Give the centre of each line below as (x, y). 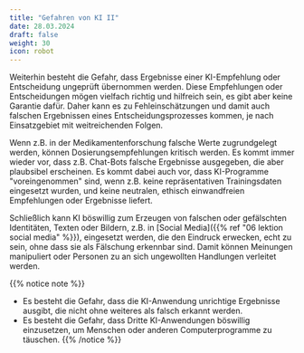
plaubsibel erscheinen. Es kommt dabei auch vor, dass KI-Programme (139, 172)
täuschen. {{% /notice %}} (72, 339)
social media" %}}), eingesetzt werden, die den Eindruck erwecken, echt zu (151, 237)
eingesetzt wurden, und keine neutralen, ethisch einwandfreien (127, 191)
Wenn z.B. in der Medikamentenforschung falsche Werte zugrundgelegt (143, 143)
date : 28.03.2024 (42, 26)
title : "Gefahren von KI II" (64, 18)
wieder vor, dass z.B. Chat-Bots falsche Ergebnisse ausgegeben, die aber (147, 162)
